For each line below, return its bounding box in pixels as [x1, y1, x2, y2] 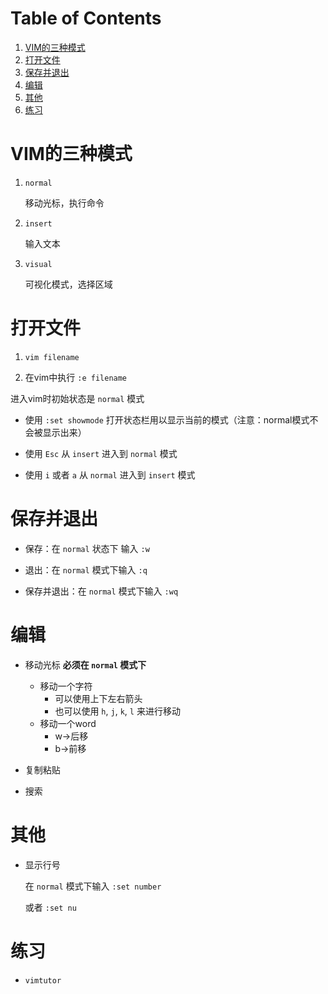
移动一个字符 [39, 680, 93, 692]
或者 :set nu [24, 901, 77, 913]
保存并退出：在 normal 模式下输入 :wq [24, 585, 179, 597]
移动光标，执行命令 [24, 197, 105, 209]
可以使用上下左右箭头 [54, 692, 143, 704]
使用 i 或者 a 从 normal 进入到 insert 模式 [24, 468, 196, 481]
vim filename [24, 352, 80, 362]
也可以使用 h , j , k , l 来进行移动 [54, 705, 181, 717]
